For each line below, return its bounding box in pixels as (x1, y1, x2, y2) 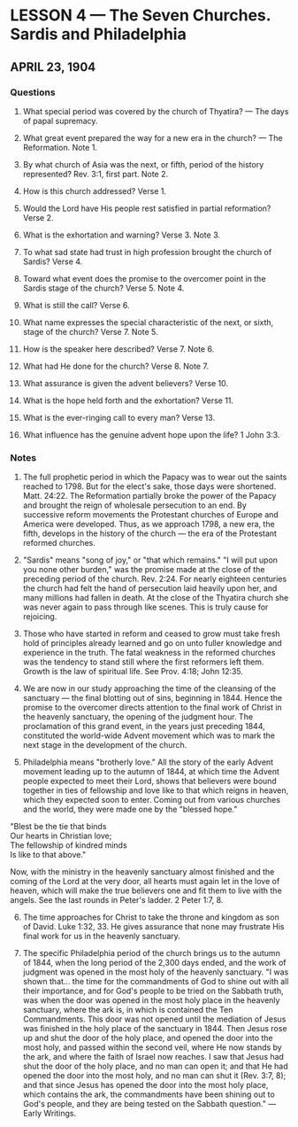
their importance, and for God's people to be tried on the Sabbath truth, (22, 985, 284, 997)
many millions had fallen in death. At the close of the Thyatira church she (22, 593, 289, 603)
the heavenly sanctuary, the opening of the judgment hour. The (22, 711, 254, 722)
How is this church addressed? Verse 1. (22, 185, 167, 196)
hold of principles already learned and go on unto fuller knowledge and (22, 638, 282, 649)
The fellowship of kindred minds (10, 840, 127, 851)
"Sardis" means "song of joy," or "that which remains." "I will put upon (22, 555, 278, 565)
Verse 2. (22, 212, 54, 222)
